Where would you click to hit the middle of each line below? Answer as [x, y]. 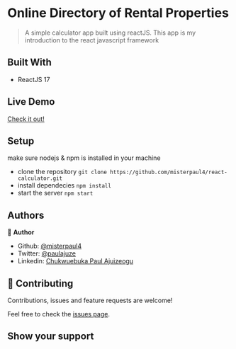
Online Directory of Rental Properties [118, 13]
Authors [26, 215]
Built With [29, 63]
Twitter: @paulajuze [47, 253]
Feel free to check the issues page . [58, 314]
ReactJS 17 [34, 79]
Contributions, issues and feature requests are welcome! [90, 300]
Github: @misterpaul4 [50, 246]
